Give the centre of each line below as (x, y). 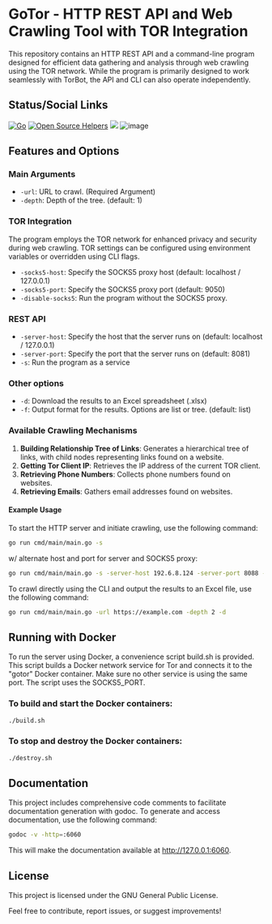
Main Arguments (42, 174)
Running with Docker (62, 637)
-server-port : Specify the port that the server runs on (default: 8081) (135, 354)
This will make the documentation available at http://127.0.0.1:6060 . (120, 850)
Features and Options (64, 151)
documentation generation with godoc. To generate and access (115, 811)
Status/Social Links (58, 105)
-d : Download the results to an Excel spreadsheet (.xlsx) (114, 401)
